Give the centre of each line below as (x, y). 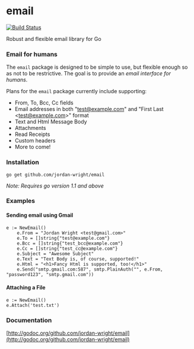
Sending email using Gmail (40, 215)
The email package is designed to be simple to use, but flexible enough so (97, 67)
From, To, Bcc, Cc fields (44, 103)
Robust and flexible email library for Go (54, 39)
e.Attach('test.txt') (33, 305)
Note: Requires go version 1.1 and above (55, 186)
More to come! (33, 147)
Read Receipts (32, 134)
